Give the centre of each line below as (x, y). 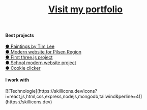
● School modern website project (41, 63)
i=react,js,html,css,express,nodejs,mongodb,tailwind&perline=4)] (74, 97)
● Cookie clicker (23, 68)
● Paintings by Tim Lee (30, 46)
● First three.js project (29, 58)
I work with (17, 79)
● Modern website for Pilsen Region (43, 52)
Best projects (20, 35)
